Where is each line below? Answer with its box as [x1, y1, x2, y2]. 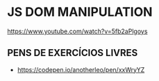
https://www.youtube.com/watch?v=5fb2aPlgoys [7, 27, 148, 35]
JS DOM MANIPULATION [7, 4, 153, 20]
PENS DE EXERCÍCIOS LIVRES [7, 47, 138, 59]
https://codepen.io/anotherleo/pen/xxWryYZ [17, 65, 145, 73]
